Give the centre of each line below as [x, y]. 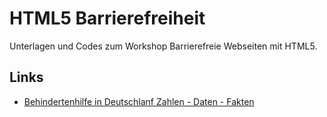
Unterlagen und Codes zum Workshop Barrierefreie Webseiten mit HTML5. [163, 46]
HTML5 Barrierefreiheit [107, 18]
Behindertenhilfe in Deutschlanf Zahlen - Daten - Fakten [139, 101]
